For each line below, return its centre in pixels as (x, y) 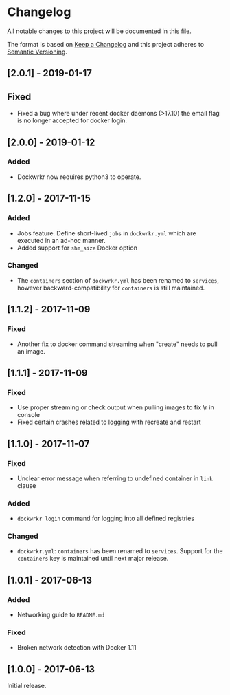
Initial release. (27, 686)
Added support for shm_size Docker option (77, 248)
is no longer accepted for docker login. (72, 120)
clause (26, 485)
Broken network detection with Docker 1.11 (77, 648)
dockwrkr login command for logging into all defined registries (105, 518)
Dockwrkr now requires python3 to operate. (79, 177)
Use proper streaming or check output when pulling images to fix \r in (115, 407)
